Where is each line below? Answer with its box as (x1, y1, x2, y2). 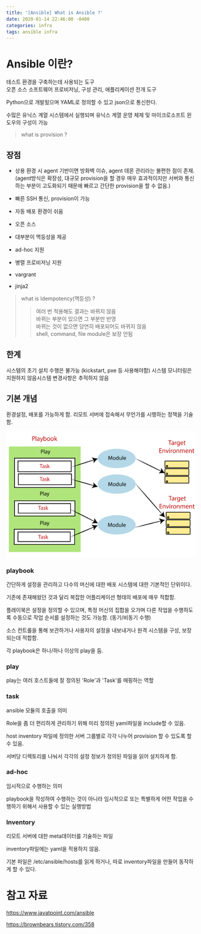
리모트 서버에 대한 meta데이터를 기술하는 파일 (6, 832, 113, 840)
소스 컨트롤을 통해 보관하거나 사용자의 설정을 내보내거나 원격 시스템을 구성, (6, 626, 181, 634)
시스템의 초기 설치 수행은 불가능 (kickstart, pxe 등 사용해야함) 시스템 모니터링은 (6, 366, 192, 374)
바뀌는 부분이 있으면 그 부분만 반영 (35, 315, 116, 322)
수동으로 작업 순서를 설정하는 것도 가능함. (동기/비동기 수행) (12, 614, 151, 621)
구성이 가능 (22, 119, 48, 126)
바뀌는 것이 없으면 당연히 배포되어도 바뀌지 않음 (35, 323, 147, 330)
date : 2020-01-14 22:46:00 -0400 (6, 16, 90, 22)
